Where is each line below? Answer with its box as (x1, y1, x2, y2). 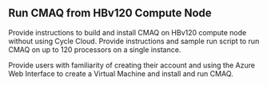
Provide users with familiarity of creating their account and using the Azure (8, 60, 256, 70)
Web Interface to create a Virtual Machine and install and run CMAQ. (8, 68, 233, 79)
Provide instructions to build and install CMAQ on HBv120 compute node (8, 27, 247, 37)
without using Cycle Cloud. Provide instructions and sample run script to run (8, 36, 260, 46)
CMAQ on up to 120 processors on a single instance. (8, 44, 181, 55)
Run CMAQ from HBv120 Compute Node (8, 6, 212, 20)
